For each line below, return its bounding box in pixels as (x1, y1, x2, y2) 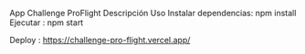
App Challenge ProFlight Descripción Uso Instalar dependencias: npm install (9, 8, 297, 18)
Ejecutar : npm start (9, 17, 84, 28)
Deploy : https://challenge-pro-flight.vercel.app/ (9, 35, 191, 45)
